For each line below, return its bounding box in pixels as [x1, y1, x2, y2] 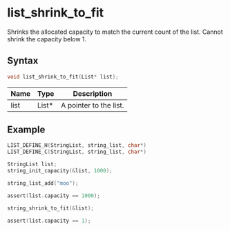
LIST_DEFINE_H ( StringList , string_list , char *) [7, 142, 147, 149]
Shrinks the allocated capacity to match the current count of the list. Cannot [7, 28, 223, 36]
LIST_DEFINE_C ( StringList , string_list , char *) [7, 148, 147, 156]
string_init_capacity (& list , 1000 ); [7, 168, 113, 174]
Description [73, 88, 113, 98]
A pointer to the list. [61, 100, 124, 110]
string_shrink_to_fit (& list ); [7, 205, 95, 212]
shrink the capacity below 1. [7, 34, 87, 43]
